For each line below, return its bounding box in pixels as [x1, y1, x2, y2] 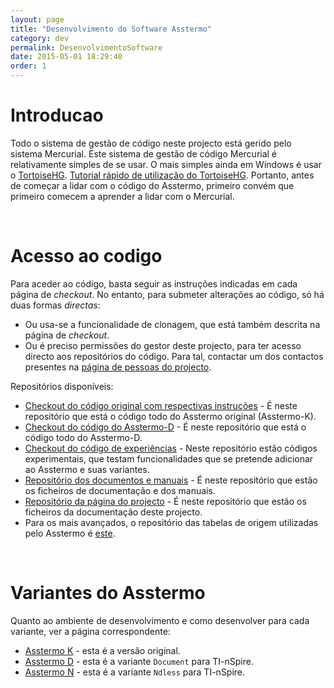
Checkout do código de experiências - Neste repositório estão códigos [24, 442, 318, 454]
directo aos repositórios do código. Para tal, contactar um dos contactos [24, 350, 324, 362]
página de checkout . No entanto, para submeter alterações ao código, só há [10, 288, 325, 300]
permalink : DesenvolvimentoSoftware [10, 42, 163, 53]
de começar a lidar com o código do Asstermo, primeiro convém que [10, 179, 295, 191]
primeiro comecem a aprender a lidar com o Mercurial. [10, 190, 235, 202]
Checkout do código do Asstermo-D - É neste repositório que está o [24, 421, 307, 433]
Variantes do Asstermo [10, 582, 206, 605]
